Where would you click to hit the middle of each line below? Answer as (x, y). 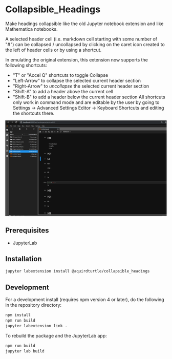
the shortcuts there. (34, 113)
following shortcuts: (26, 65)
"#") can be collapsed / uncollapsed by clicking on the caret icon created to (85, 44)
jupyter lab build (25, 351)
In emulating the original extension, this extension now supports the (77, 59)
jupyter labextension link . (36, 326)
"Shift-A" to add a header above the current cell (63, 91)
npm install (18, 315)
